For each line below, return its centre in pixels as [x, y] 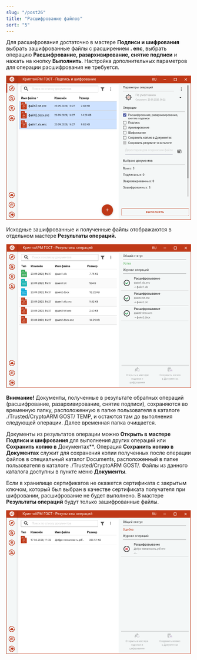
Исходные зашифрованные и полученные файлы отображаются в [89, 229]
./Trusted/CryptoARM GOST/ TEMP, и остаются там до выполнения [89, 416]
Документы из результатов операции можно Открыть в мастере [89, 434]
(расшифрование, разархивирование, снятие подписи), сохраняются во [97, 404]
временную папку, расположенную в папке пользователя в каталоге [93, 410]
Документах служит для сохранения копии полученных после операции [98, 453]
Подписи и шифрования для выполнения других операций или [86, 440]
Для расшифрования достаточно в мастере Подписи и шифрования [93, 42]
